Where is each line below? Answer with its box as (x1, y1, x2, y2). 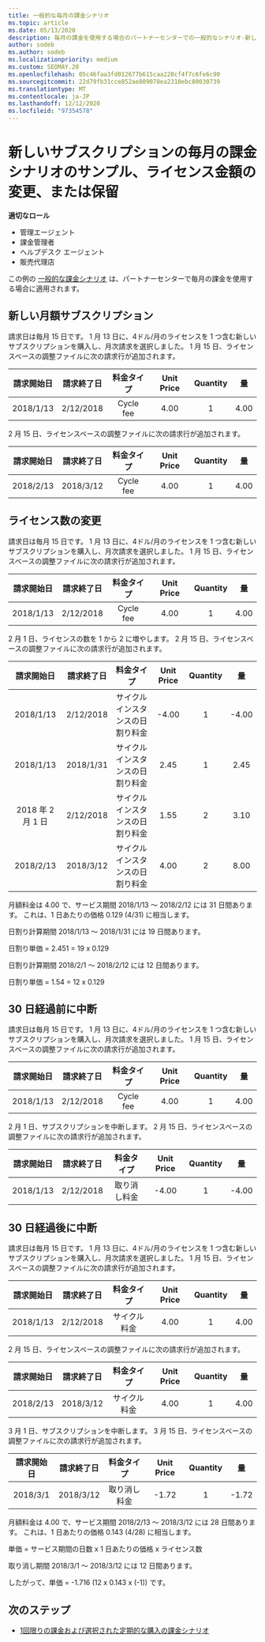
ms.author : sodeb (8, 48, 65, 56)
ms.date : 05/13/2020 (8, 26, 77, 34)
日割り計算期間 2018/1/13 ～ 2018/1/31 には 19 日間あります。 (8, 926, 205, 936)
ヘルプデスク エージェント (19, 247, 105, 257)
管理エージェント (19, 227, 76, 237)
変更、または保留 (8, 183, 120, 201)
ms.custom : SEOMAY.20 (8, 63, 80, 71)
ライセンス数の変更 (8, 514, 102, 528)
